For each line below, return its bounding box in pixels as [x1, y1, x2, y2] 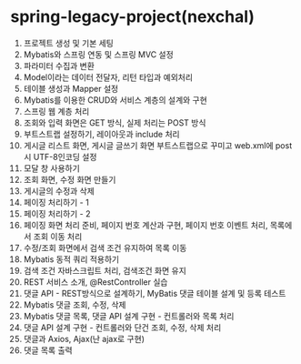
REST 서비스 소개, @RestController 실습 [23, 276, 168, 288]
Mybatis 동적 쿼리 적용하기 [23, 253, 120, 265]
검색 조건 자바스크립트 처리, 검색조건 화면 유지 [23, 265, 187, 276]
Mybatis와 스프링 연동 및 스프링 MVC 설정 [23, 48, 174, 60]
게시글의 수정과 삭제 [23, 185, 95, 197]
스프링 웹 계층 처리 [23, 106, 90, 116]
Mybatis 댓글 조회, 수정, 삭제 [23, 298, 126, 310]
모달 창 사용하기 [23, 162, 80, 174]
